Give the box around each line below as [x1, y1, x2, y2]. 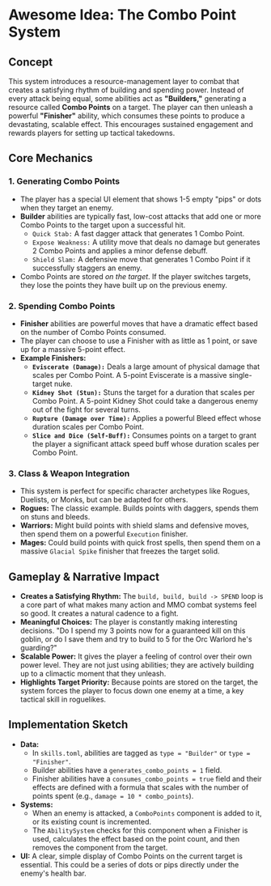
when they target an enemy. [19, 202, 114, 212]
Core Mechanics [8, 151, 93, 165]
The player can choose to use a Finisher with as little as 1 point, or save [19, 336, 257, 345]
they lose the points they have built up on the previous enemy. [19, 280, 228, 290]
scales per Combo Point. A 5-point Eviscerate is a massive [32, 370, 228, 379]
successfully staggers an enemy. [32, 263, 143, 273]
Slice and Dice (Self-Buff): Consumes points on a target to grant [32, 430, 257, 440]
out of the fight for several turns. [32, 405, 142, 414]
